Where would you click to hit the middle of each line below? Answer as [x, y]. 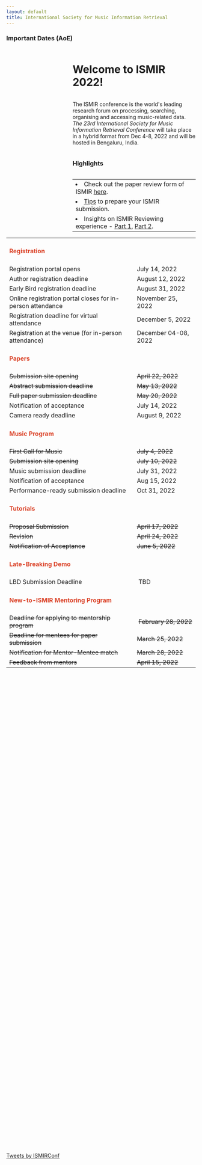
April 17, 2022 [158, 526]
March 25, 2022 [160, 639]
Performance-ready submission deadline [68, 490]
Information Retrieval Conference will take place [132, 129]
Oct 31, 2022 [156, 490]
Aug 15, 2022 [157, 481]
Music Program [32, 434]
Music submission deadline [47, 471]
